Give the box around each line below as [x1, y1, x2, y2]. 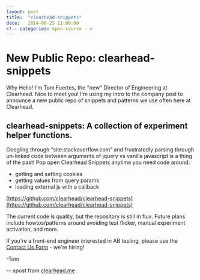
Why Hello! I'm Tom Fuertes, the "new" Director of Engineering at [6, 84, 168, 91]
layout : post [6, 8, 39, 15]
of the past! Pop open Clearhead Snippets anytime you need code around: [6, 159, 190, 166]
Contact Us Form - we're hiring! [6, 244, 85, 251]
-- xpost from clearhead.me [6, 267, 75, 274]
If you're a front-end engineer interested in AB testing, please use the [6, 237, 178, 244]
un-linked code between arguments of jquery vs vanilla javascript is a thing [6, 153, 192, 159]
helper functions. [6, 130, 73, 140]
